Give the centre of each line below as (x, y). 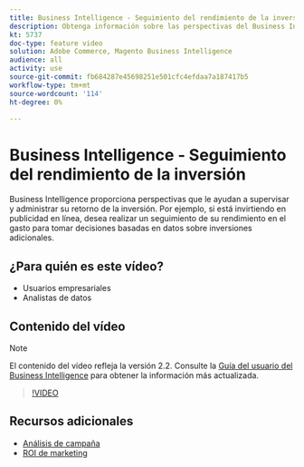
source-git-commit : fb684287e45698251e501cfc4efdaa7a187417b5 (129, 77)
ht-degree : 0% (36, 102)
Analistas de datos (57, 298)
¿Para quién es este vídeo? (87, 266)
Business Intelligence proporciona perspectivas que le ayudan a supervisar (149, 199)
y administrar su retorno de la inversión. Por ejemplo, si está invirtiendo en (148, 209)
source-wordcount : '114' (56, 93)
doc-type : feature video (56, 43)
